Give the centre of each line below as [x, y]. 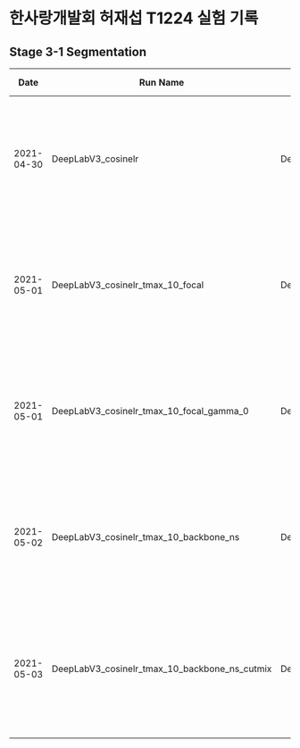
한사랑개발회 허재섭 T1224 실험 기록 [134, 18]
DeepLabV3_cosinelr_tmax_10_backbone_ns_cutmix [162, 669]
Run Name [162, 83]
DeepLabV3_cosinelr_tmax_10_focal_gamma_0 [150, 411]
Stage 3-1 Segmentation [78, 51]
